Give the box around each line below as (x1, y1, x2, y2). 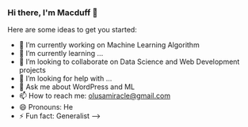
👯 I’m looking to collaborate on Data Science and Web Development (18, 57, 240, 66)
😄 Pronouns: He (18, 103, 73, 112)
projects (18, 65, 47, 75)
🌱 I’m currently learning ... (18, 49, 104, 58)
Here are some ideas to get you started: (7, 25, 138, 35)
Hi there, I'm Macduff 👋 (7, 7, 98, 18)
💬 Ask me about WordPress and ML (18, 82, 135, 92)
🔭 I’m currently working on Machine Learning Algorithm (18, 40, 200, 50)
